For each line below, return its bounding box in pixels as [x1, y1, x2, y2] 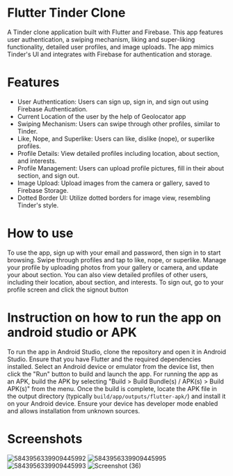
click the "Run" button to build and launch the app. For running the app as [7, 370, 218, 378]
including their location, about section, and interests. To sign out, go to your [7, 278, 224, 286]
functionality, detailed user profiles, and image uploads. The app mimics [7, 42, 214, 51]
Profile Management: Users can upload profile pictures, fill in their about [17, 164, 225, 172]
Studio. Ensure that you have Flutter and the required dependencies [7, 355, 202, 363]
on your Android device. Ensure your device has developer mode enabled [7, 399, 218, 408]
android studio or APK [7, 325, 137, 340]
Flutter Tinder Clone [7, 5, 126, 21]
